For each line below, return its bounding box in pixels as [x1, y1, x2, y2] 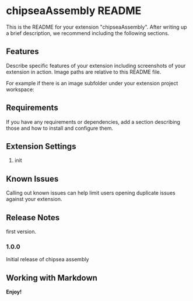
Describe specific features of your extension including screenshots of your [6, 62, 186, 69]
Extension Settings [6, 141, 76, 151]
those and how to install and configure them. [6, 124, 114, 132]
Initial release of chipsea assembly [6, 256, 89, 263]
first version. [6, 228, 37, 235]
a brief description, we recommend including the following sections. [6, 29, 170, 36]
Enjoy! [6, 288, 22, 296]
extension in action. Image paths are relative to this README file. [6, 68, 162, 75]
